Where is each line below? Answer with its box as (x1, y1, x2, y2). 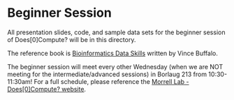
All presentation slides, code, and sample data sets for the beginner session (7, 28, 226, 36)
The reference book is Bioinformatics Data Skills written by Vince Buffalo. (7, 49, 218, 57)
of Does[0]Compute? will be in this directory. (7, 35, 136, 43)
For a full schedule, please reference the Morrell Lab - (34, 77, 189, 85)
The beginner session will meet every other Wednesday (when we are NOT (7, 62, 224, 71)
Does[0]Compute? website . (7, 85, 86, 93)
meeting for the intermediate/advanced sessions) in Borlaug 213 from (7, 70, 207, 78)
